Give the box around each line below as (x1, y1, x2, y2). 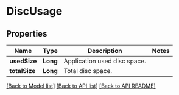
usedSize (9, 57, 37, 65)
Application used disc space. (63, 57, 146, 65)
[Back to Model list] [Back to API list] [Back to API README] (6, 82, 156, 90)
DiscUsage (6, 4, 63, 18)
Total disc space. (63, 67, 113, 75)
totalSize (9, 67, 36, 75)
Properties (6, 29, 47, 39)
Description (87, 47, 122, 55)
